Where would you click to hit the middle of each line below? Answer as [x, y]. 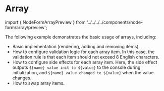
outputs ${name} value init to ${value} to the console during [76, 67]
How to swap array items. [38, 83]
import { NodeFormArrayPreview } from [45, 22]
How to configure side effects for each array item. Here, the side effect [85, 62]
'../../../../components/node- [115, 22]
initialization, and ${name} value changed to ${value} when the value [83, 72]
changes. [22, 78]
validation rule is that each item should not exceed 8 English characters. [86, 57]
